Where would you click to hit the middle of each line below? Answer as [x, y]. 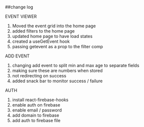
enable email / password [37, 110]
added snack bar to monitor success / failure [57, 81]
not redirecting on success [39, 76]
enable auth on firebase [36, 105]
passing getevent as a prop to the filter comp [58, 46]
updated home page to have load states [52, 36]
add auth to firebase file [36, 120]
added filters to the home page [43, 31]
